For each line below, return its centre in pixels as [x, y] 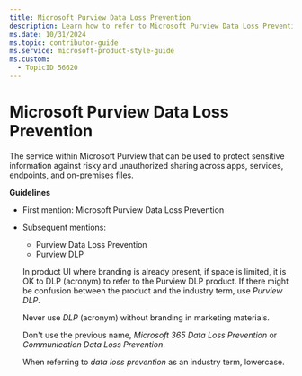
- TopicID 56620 [48, 68]
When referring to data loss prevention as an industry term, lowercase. [153, 362]
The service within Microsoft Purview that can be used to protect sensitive [147, 156]
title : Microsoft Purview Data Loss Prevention [100, 17]
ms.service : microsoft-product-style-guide [92, 51]
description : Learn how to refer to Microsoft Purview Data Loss [134, 26]
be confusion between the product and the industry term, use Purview [152, 290]
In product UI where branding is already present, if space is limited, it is [154, 271]
